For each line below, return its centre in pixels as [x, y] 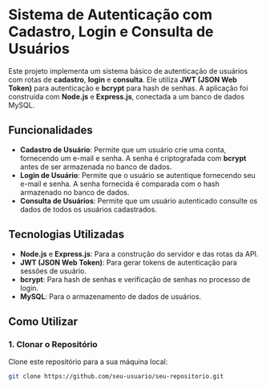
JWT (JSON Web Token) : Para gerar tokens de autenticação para [129, 262]
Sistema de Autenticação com [110, 15]
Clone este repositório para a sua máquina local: [88, 362]
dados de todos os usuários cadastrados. [89, 209]
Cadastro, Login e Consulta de [111, 32]
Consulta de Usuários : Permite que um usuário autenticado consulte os [139, 200]
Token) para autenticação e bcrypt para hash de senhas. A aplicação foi [128, 88]
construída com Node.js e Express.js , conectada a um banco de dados [127, 96]
